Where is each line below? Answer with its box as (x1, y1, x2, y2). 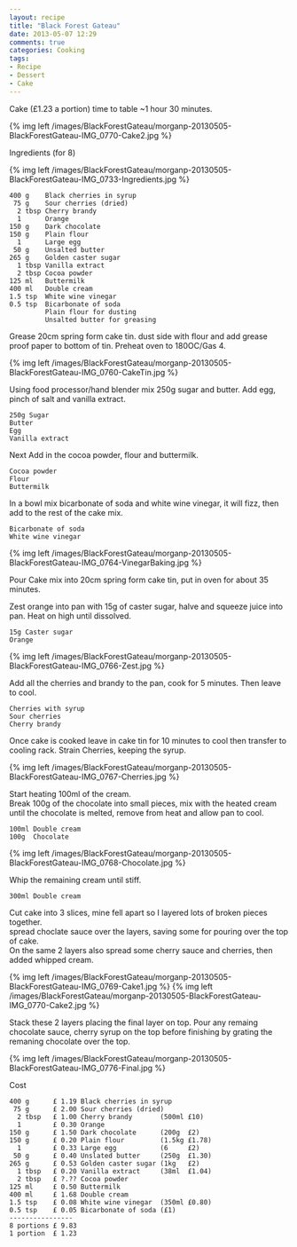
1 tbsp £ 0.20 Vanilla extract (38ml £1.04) (17, 1166, 213, 1176)
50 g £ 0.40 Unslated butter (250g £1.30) (12, 1151, 213, 1160)
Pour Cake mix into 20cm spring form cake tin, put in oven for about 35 (9, 574, 269, 585)
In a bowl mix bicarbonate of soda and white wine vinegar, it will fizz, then (9, 498, 279, 509)
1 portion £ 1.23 (9, 1228, 77, 1238)
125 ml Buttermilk (9, 276, 86, 285)
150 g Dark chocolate (9, 222, 101, 231)
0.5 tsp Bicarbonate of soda (9, 299, 121, 309)
